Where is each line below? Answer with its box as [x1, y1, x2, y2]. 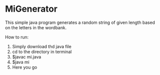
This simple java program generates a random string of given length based [5, 19, 155, 25]
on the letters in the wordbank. [5, 24, 67, 30]
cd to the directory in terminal [12, 49, 72, 55]
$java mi [12, 59, 30, 65]
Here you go [12, 64, 38, 70]
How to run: [5, 34, 29, 40]
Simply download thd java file [12, 43, 72, 49]
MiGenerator [5, 3, 58, 15]
